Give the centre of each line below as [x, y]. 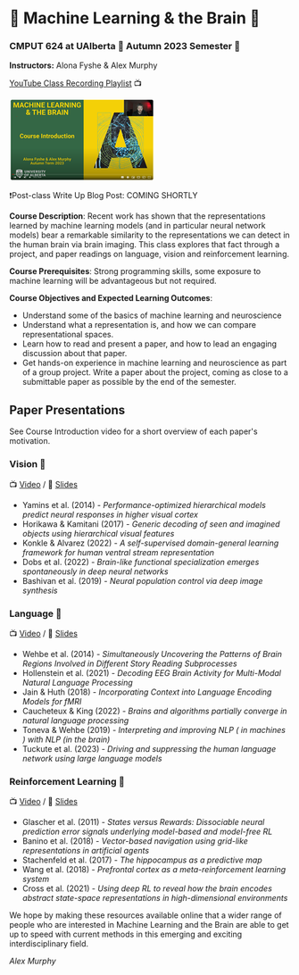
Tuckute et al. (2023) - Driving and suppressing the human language [149, 748]
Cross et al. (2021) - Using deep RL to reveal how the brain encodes [147, 888]
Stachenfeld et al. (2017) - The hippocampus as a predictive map [142, 860]
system [36, 879]
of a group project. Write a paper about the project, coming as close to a [155, 372]
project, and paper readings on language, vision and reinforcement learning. [149, 254]
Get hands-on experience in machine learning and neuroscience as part [154, 363]
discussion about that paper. [75, 354]
